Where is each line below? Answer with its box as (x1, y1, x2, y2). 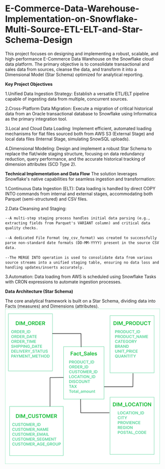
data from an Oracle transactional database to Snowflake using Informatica (5, 110, 157, 116)
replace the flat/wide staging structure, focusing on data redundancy (5, 151, 144, 157)
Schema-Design (5, 34, 73, 46)
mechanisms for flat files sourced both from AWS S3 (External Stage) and (5, 131, 154, 136)
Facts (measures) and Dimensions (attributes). (5, 303, 99, 309)
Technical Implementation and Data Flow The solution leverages (5, 170, 137, 176)
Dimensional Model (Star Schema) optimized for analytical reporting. (5, 71, 144, 77)
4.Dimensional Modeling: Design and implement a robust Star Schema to (5, 145, 152, 151)
